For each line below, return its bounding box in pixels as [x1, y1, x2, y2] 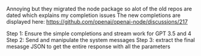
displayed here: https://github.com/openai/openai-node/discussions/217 [6, 18, 188, 25]
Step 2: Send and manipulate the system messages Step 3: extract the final [6, 37, 195, 43]
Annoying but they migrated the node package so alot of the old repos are [6, 5, 192, 12]
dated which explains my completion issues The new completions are [6, 12, 181, 19]
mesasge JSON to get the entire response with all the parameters [6, 43, 171, 50]
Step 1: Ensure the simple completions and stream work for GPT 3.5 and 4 [6, 30, 192, 37]
